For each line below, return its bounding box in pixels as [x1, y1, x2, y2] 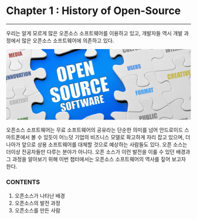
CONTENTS [6, 178, 40, 186]
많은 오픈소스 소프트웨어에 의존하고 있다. [21, 37, 114, 44]
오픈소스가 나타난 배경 [14, 192, 66, 199]
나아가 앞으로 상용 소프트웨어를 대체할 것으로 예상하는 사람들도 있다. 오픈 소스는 [6, 141, 188, 148]
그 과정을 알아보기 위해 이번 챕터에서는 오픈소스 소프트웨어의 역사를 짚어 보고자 [6, 156, 186, 163]
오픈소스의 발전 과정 [14, 199, 60, 206]
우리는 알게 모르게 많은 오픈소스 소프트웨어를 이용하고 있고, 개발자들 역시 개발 [6, 29, 183, 36]
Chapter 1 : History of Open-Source [6, 4, 181, 18]
